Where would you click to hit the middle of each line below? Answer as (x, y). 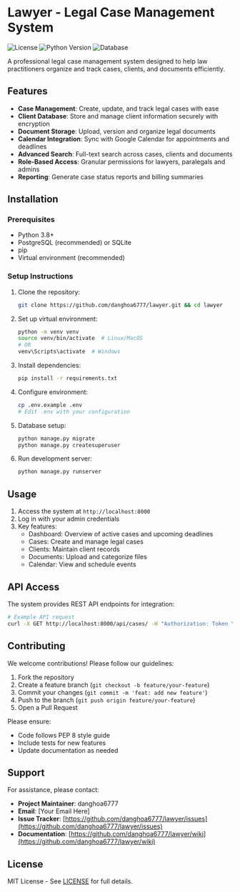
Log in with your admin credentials (69, 519)
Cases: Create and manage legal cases (86, 542)
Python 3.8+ (36, 235)
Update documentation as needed (68, 750)
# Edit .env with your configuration (74, 411)
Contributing (36, 646)
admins (29, 169)
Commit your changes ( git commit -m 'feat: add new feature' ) (112, 692)
